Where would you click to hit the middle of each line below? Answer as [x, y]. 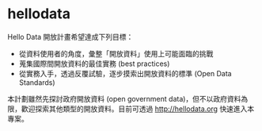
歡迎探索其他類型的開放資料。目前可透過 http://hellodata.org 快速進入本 [138, 109]
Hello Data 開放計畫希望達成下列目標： [70, 37]
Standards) [37, 82]
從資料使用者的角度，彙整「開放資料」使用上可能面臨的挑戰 [116, 53]
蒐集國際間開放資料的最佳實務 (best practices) [94, 64]
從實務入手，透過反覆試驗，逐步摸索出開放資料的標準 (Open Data [125, 73]
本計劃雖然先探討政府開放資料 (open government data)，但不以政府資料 [124, 98]
